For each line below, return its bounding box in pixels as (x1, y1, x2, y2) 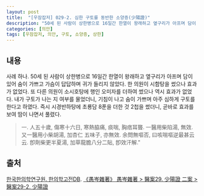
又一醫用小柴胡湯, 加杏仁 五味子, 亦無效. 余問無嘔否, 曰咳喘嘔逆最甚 (21, 131, 189, 138)
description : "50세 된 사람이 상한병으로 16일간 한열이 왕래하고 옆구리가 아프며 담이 (6, 20, 196, 26)
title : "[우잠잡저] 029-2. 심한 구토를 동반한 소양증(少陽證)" (6, 15, 151, 21)
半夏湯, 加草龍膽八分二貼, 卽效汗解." (50, 138, 141, 146)
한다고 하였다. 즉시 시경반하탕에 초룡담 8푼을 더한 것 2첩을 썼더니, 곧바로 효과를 (6, 103, 194, 110)
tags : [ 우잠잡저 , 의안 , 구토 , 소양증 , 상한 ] (6, 32, 104, 38)
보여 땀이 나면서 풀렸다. (6, 110, 62, 118)
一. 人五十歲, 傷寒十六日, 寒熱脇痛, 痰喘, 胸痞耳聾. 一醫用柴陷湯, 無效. (21, 123, 193, 130)
